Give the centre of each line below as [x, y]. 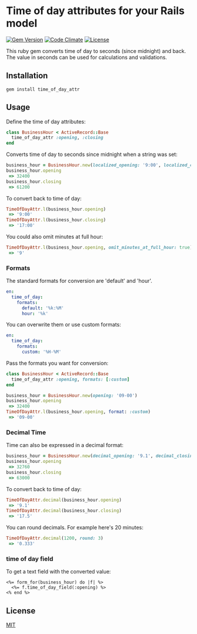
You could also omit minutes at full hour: [55, 237]
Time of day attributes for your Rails [95, 11]
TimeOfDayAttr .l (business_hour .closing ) [56, 220]
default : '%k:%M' [43, 308]
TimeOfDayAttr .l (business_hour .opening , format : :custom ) [78, 412]
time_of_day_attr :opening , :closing [57, 138]
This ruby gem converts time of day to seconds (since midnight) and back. [96, 51]
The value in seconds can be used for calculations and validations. [86, 57]
